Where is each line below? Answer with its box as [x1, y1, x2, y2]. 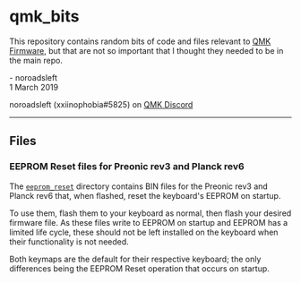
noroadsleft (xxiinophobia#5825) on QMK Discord [9, 99, 193, 109]
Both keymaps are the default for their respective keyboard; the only [9, 253, 262, 264]
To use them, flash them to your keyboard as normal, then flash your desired [9, 208, 292, 219]
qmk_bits [9, 6, 80, 27]
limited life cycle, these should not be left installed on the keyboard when [9, 227, 279, 237]
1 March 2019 [9, 81, 59, 92]
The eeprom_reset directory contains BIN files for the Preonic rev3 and [9, 181, 269, 192]
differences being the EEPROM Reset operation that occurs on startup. [9, 262, 271, 274]
